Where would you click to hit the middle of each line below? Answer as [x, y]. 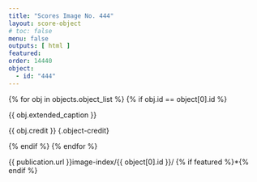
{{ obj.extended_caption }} [53, 115]
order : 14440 [30, 61]
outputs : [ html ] [39, 46]
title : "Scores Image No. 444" [61, 16]
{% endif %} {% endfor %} [53, 146]
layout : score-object [45, 23]
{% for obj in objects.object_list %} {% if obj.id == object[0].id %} [118, 99]
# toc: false [30, 31]
